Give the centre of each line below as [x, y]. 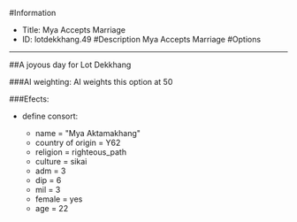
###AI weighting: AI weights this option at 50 [91, 82]
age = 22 [52, 208]
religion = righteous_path [80, 152]
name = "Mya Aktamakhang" [88, 133]
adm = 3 [50, 171]
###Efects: [29, 99]
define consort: [50, 116]
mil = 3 [48, 190]
